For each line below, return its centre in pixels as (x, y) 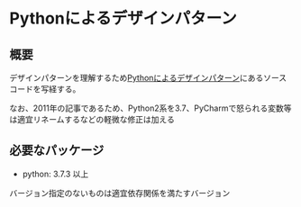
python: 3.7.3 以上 (55, 174)
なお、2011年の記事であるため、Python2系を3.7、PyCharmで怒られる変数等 (150, 108)
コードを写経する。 (45, 89)
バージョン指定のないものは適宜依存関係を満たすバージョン (120, 193)
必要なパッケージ (57, 151)
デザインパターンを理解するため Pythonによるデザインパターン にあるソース (148, 78)
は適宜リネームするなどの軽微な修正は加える (92, 119)
